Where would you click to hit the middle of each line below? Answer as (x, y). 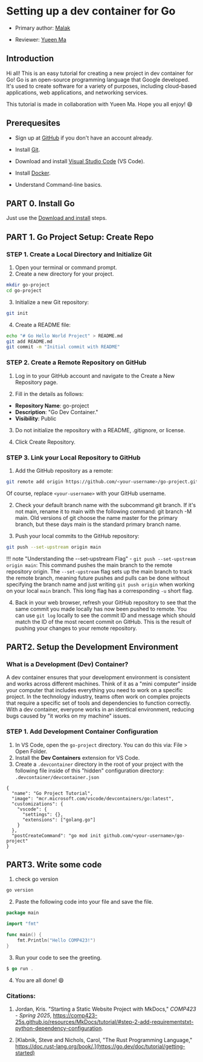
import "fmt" (23, 924)
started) (25, 1052)
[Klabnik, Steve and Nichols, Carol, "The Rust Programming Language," (104, 1040)
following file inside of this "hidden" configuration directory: (89, 770)
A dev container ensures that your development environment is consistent (98, 678)
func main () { (24, 935)
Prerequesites (33, 123)
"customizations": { (37, 804)
